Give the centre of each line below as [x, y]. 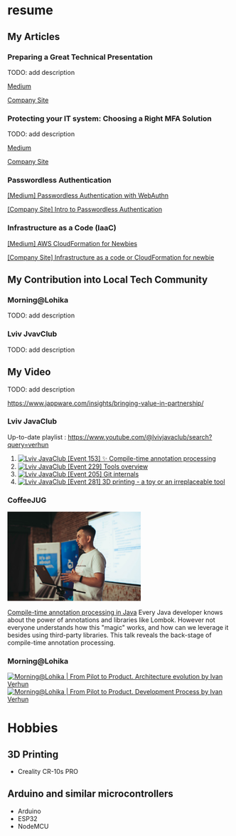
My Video [29, 372]
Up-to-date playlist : [37, 437]
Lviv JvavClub [32, 334]
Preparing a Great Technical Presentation [80, 57]
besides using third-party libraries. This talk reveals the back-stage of [109, 635]
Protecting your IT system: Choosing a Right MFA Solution [109, 118]
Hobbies [33, 728]
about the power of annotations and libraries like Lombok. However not [111, 620]
